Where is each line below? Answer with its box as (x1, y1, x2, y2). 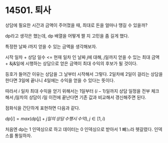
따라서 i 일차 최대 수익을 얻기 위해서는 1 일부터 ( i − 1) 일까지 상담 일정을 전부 (5, 88, 150, 94)
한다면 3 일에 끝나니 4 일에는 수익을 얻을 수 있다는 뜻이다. (5, 77, 115, 83)
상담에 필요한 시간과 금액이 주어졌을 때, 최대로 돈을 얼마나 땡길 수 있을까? (5, 22, 148, 28)
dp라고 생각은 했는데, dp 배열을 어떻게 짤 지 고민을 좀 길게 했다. (5, 33, 129, 39)
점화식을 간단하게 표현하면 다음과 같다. (5, 105, 80, 111)
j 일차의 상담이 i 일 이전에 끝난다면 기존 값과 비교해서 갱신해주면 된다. (14, 94, 146, 100)
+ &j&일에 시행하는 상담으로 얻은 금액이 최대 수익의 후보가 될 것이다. (5, 60, 138, 66)
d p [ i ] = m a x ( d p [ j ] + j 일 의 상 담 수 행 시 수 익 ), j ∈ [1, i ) (5, 115, 105, 121)
